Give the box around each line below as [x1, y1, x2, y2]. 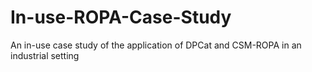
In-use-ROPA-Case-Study [10, 6, 232, 29]
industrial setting [10, 49, 80, 61]
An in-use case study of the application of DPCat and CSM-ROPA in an [10, 39, 302, 51]
